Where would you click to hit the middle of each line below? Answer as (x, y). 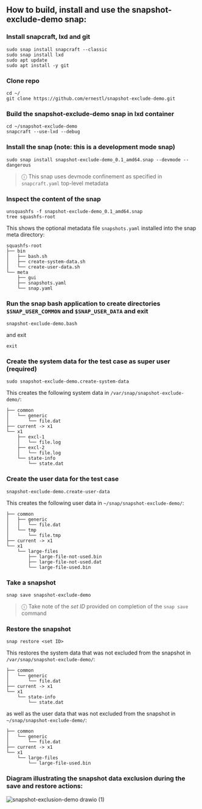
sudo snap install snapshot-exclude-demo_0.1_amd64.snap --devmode (94, 160)
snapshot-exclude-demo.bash (42, 324)
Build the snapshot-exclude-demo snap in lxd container (90, 114)
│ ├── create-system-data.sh (46, 262)
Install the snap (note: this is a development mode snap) (91, 147)
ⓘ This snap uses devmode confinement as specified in (92, 176)
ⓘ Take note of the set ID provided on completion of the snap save (105, 606)
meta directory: (26, 234)
